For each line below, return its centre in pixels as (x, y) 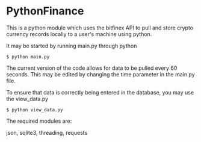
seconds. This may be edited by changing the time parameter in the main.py (100, 74)
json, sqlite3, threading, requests (47, 132)
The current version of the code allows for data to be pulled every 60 (92, 68)
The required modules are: (39, 121)
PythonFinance (45, 11)
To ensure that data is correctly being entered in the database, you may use (100, 92)
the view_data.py (27, 99)
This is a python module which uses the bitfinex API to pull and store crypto (100, 28)
